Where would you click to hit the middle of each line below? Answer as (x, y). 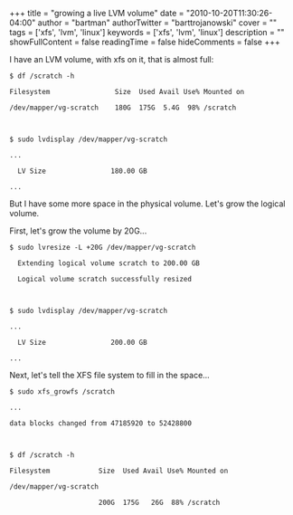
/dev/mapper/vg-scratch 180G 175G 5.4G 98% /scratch (123, 108)
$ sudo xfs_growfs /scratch (62, 392)
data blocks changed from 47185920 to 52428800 (101, 424)
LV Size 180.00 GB (82, 171)
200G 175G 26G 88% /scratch (159, 502)
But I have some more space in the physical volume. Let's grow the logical (147, 204)
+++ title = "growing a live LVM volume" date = (97, 13)
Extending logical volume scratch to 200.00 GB (109, 263)
